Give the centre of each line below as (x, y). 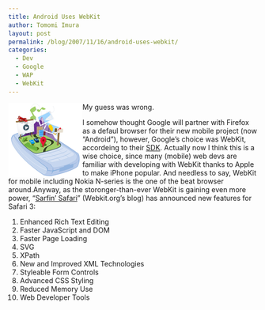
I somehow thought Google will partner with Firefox (166, 122)
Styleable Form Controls (59, 272)
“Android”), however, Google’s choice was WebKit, (165, 139)
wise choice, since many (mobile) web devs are (160, 156)
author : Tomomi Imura (44, 25)
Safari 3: (22, 206)
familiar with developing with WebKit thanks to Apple (168, 164)
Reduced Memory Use (56, 289)
